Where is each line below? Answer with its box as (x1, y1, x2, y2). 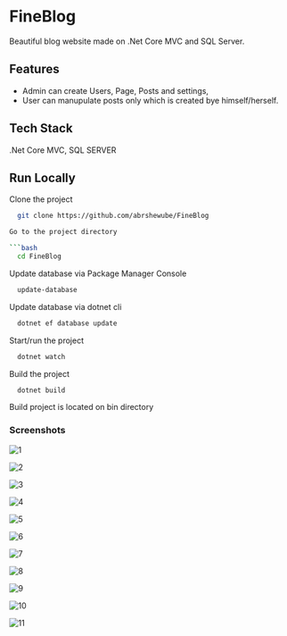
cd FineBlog (17, 252, 62, 261)
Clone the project (9, 194, 73, 205)
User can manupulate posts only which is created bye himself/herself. (21, 95, 279, 105)
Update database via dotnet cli (9, 301, 122, 312)
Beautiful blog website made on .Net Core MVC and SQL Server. (9, 36, 245, 46)
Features (9, 62, 60, 77)
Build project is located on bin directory (9, 402, 154, 413)
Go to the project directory (9, 228, 118, 237)
